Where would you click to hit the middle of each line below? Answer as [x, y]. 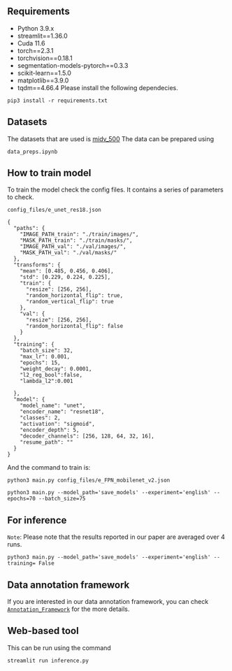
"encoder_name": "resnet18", [62, 412]
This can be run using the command [59, 648]
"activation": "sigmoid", [58, 424]
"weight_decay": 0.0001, [56, 369]
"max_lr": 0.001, [45, 357]
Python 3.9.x [36, 28]
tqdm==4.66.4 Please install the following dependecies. [97, 87]
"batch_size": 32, [46, 351]
